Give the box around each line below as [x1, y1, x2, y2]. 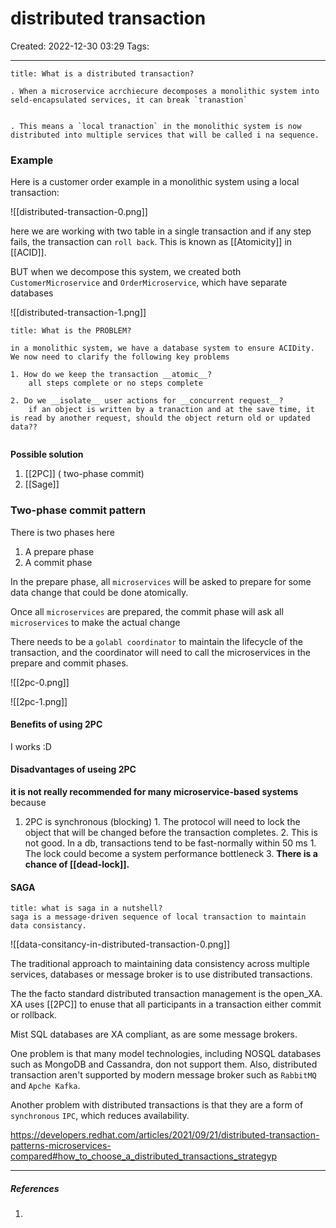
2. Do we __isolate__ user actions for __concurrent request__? [10, 396, 284, 406]
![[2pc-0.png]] [10, 676, 70, 688]
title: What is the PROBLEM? [10, 326, 132, 336]
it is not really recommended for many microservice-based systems [10, 785, 299, 797]
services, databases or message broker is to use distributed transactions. [10, 968, 313, 981]
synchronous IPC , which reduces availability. [10, 1110, 190, 1122]
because [10, 796, 47, 808]
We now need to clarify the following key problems [10, 352, 230, 362]
